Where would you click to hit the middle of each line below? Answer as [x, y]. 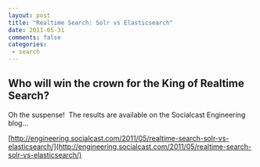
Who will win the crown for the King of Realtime [126, 83]
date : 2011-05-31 [36, 30]
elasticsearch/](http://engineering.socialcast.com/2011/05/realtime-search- [130, 147]
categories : [27, 45]
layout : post [29, 15]
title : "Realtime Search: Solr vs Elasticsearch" [91, 23]
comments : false [34, 37]
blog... [18, 123]
